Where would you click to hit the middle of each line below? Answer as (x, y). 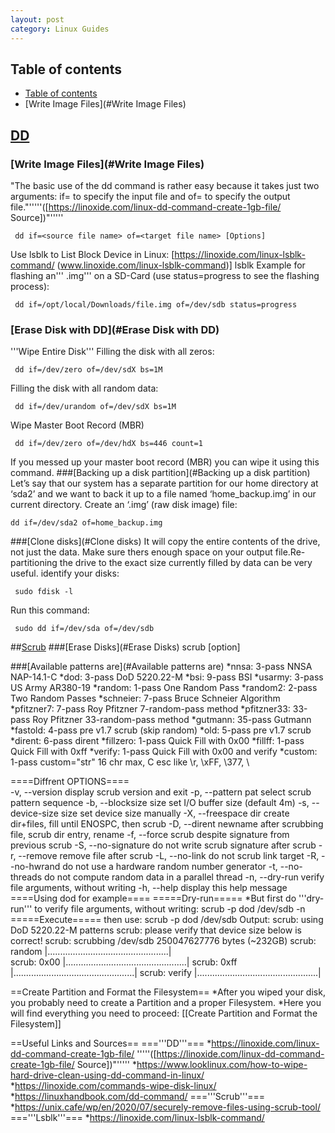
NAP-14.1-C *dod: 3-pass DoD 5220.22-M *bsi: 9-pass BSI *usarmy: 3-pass (167, 677)
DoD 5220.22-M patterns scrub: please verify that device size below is (156, 930)
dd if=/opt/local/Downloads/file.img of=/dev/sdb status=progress (156, 305)
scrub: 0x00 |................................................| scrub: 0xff (124, 962)
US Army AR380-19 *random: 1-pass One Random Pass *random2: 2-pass (164, 688)
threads (26, 877)
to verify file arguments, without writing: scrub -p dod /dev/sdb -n (170, 909)
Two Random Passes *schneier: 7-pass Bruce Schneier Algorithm (145, 698)
